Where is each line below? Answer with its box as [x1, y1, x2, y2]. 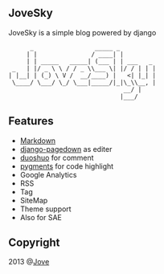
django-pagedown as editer [19, 144, 113, 153]
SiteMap [19, 195, 48, 205]
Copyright [8, 236, 60, 250]
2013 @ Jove [8, 257, 50, 267]
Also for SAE [19, 212, 62, 222]
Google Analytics [19, 170, 77, 179]
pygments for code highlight [19, 161, 114, 171]
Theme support [19, 204, 72, 214]
